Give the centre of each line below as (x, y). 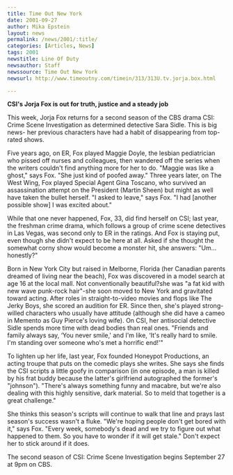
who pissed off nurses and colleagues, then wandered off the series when (114, 161)
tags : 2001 (23, 53)
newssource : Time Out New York (53, 72)
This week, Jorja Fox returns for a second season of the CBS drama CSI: (111, 118)
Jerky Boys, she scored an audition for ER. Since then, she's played (104, 306)
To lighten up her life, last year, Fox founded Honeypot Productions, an (109, 356)
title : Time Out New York (45, 14)
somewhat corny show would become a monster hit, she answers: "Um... (112, 248)
